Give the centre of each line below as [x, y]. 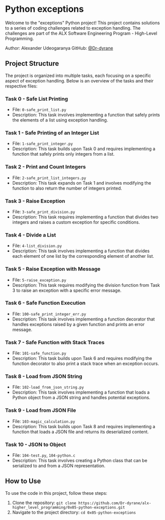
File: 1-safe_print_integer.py [42, 144]
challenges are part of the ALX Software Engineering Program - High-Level [81, 33]
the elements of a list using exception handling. [60, 120]
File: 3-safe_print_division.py [44, 211]
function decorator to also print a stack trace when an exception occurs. [85, 363]
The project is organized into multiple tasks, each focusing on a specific [78, 76]
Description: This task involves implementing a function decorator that [83, 319]
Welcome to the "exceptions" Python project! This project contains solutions [82, 23]
